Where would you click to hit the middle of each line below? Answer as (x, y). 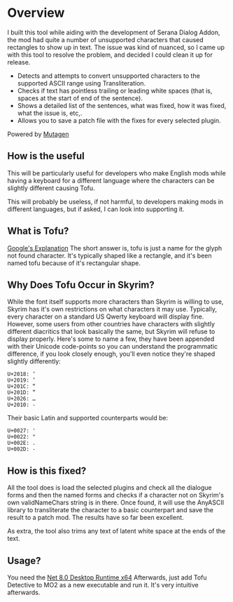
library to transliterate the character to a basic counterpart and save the (110, 510)
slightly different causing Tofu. (51, 188)
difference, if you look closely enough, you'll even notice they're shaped (111, 354)
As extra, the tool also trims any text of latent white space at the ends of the (116, 531)
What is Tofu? (38, 231)
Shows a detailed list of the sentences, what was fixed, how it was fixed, (122, 105)
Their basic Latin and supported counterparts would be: (88, 418)
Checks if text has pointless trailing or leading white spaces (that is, (115, 91)
